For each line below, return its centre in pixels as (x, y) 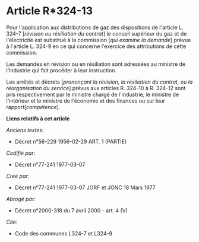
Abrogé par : (21, 199)
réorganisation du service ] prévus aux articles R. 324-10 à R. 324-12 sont (96, 88)
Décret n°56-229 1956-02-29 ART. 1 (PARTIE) (71, 141)
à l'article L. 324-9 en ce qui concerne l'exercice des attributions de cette (96, 46)
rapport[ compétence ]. (33, 107)
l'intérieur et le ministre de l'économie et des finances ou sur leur (86, 101)
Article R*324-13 (50, 11)
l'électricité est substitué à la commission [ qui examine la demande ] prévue (99, 40)
